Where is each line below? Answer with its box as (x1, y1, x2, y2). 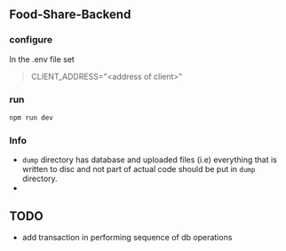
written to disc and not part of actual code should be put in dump (21, 164, 256, 175)
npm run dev (9, 113, 53, 122)
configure (9, 34, 53, 46)
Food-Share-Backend (9, 7, 131, 22)
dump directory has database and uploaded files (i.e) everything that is (21, 154, 277, 165)
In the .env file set (9, 53, 75, 65)
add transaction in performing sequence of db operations (21, 231, 233, 242)
